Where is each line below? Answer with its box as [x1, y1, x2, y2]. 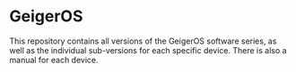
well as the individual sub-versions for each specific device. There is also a [9, 44, 287, 55]
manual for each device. [9, 54, 99, 65]
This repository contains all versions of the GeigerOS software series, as [9, 36, 277, 46]
